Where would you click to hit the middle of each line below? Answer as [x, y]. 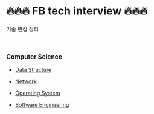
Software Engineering [42, 105]
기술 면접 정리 [23, 29]
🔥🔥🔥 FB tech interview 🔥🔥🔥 [77, 11]
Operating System [37, 93]
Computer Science [34, 57]
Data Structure [33, 70]
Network [26, 81]
